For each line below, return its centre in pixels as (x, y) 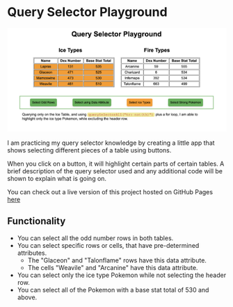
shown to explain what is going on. (57, 178)
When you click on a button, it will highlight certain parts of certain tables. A (116, 164)
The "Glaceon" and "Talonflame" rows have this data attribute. (117, 260)
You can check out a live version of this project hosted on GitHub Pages (110, 191)
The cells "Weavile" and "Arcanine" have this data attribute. (113, 267)
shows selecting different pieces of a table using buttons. (89, 150)
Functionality (37, 221)
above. (27, 297)
